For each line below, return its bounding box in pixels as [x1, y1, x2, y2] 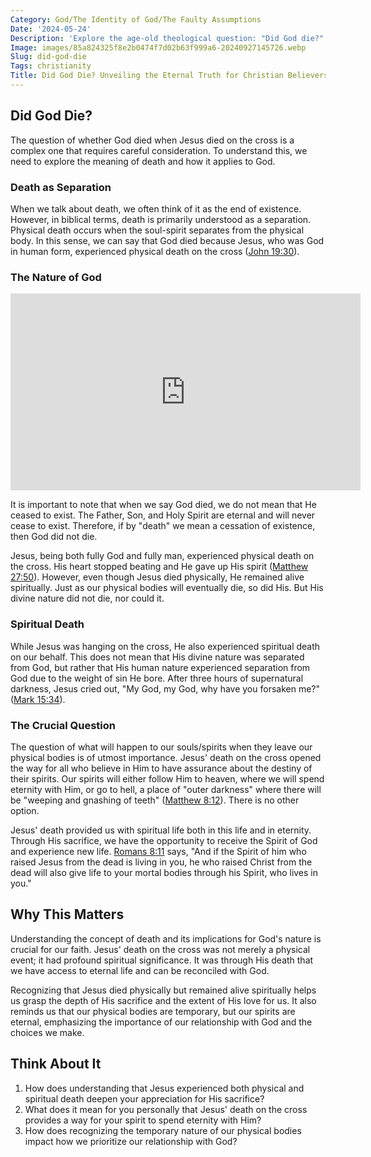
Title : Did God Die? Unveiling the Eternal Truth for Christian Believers [10, 71, 329, 81]
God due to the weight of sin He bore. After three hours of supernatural [10, 672, 304, 684]
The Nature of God [10, 270, 102, 284]
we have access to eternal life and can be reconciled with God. [10, 964, 270, 976]
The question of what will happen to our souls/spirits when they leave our [10, 741, 313, 753]
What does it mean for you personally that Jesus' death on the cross [24, 1103, 308, 1115]
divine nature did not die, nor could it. [10, 592, 165, 605]
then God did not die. [10, 531, 98, 543]
